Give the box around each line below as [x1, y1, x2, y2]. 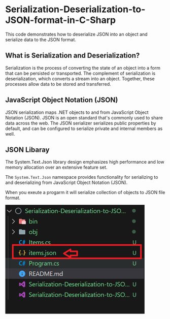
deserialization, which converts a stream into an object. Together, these [5, 75, 155, 82]
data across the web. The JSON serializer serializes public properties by [5, 120, 156, 126]
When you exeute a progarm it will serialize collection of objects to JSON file [5, 189, 165, 196]
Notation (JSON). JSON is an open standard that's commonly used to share [5, 114, 163, 120]
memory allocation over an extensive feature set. [5, 164, 108, 171]
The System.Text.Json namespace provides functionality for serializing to [5, 174, 158, 180]
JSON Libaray [5, 145, 50, 154]
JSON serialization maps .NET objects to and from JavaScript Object [5, 109, 149, 115]
